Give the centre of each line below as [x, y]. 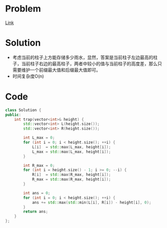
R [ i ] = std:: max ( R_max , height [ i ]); [71, 175]
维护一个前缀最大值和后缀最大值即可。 [61, 70]
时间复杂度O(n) [28, 76]
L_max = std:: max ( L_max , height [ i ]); [71, 152]
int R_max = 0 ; [39, 165]
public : [13, 115]
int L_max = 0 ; [39, 138]
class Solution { [23, 110]
